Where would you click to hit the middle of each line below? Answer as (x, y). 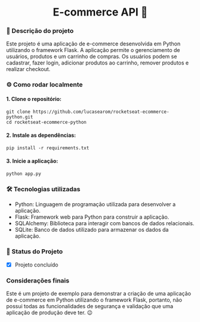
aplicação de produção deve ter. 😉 (50, 312)
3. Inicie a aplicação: (32, 161)
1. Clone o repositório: (34, 99)
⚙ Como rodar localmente (44, 85)
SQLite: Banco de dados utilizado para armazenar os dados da (92, 230)
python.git (20, 117)
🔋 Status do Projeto (35, 252)
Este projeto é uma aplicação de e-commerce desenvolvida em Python (93, 44)
